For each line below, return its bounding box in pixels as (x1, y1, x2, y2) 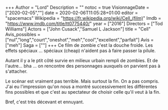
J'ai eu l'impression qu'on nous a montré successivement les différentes (5, 84, 157, 90)
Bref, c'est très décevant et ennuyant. (5, 99, 84, 105)
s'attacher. (5, 68, 28, 74)
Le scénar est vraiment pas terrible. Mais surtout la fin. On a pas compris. (5, 78, 159, 84)
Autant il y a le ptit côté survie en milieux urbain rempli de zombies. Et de (5, 58, 158, 63)
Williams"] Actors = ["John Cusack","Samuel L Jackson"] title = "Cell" (5, 26, 151, 32)
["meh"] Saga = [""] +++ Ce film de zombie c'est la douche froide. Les (5, 42, 153, 48)
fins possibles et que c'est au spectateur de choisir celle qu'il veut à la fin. (5, 89, 160, 95)
